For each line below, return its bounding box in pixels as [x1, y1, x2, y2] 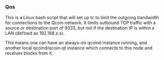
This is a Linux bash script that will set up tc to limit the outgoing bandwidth [5, 15, 160, 21]
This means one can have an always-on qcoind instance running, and [5, 40, 147, 46]
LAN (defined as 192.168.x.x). [5, 30, 65, 36]
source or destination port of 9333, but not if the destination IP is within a [5, 25, 155, 31]
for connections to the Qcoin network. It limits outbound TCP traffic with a [5, 20, 156, 26]
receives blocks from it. [5, 50, 54, 56]
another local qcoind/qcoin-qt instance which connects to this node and [5, 45, 153, 51]
